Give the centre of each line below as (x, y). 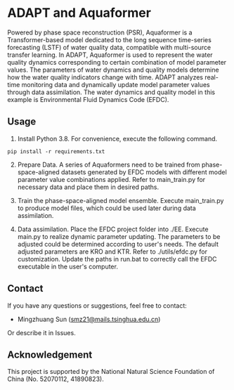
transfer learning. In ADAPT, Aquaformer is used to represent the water (110, 55)
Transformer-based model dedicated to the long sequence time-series (110, 39)
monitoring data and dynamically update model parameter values (116, 84)
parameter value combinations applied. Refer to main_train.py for (111, 179)
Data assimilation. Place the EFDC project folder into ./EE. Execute (113, 229)
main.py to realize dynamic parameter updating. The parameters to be (119, 236)
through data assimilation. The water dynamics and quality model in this (111, 92)
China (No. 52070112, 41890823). (56, 379)
